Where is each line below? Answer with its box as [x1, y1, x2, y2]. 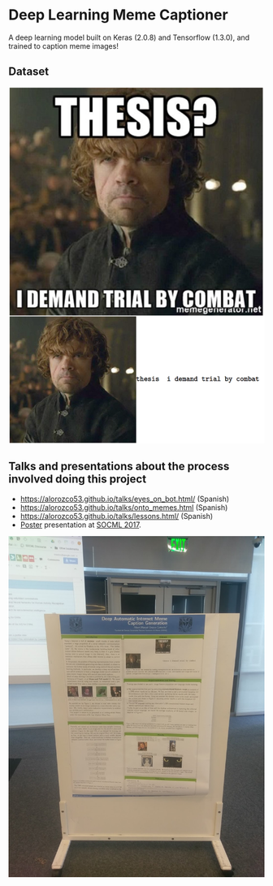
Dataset [8, 65, 50, 79]
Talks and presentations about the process [8, 460, 230, 473]
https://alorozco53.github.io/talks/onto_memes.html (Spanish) [19, 502, 228, 512]
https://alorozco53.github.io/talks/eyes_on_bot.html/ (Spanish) [19, 494, 230, 504]
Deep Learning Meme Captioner [8, 6, 229, 24]
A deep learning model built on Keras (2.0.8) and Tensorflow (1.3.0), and [8, 32, 250, 42]
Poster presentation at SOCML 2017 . [19, 520, 142, 529]
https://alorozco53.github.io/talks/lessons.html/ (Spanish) [19, 511, 214, 521]
